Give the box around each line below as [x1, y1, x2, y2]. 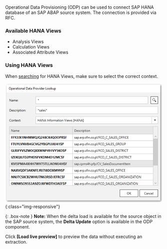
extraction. [5, 238, 27, 244]
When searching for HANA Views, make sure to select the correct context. [5, 73, 158, 79]
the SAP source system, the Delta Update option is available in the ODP [5, 218, 153, 224]
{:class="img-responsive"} [5, 203, 60, 209]
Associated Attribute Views [12, 49, 68, 55]
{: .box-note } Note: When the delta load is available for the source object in [5, 213, 161, 219]
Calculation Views [12, 44, 50, 50]
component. [5, 223, 30, 229]
